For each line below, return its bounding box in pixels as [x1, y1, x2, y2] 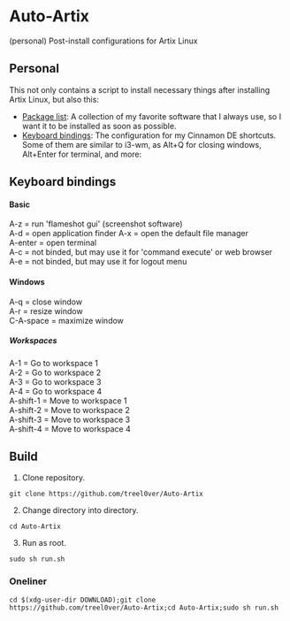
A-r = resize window [9, 305, 83, 316]
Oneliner [9, 575, 47, 587]
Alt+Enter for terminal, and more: [21, 149, 142, 159]
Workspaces [9, 335, 57, 346]
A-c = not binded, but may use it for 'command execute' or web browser [9, 247, 272, 257]
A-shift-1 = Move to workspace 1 [9, 395, 127, 406]
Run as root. [21, 538, 66, 548]
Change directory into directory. [21, 505, 139, 516]
